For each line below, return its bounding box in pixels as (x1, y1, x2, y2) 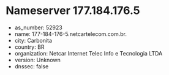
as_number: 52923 (14, 24, 62, 31)
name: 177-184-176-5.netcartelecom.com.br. (14, 30, 127, 37)
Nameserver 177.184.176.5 (6, 4, 140, 18)
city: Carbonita (14, 37, 53, 44)
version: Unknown (14, 56, 61, 63)
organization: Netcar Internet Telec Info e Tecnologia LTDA (14, 49, 163, 57)
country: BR (14, 43, 45, 51)
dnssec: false (14, 62, 49, 70)
